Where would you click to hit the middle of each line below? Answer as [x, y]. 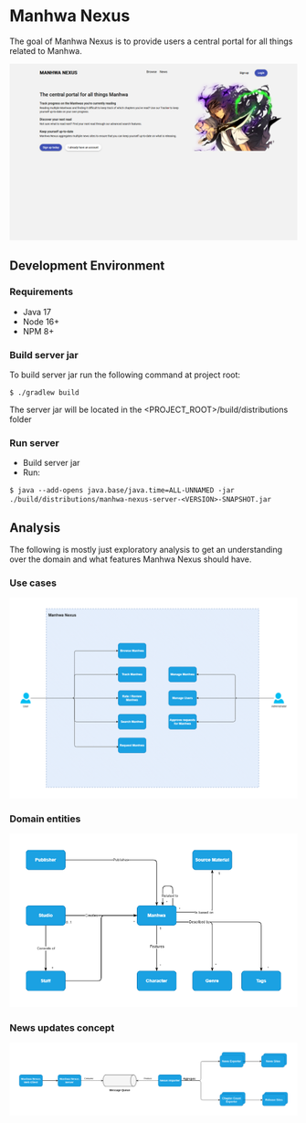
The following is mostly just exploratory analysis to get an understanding [146, 550]
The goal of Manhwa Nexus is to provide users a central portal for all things [151, 41]
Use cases [33, 583]
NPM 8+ [38, 331]
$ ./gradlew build [44, 393]
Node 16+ [41, 322]
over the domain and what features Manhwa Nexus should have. [131, 559]
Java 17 [37, 312]
